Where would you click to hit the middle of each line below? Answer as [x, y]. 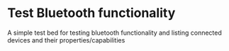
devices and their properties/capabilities [66, 40]
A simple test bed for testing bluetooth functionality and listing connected [114, 33]
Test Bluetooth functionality [91, 13]
